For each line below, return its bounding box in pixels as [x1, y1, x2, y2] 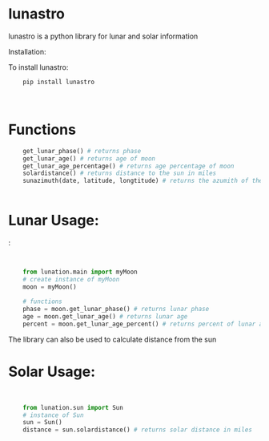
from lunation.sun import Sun [22, 403, 124, 411]
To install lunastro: [8, 62, 69, 72]
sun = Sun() [22, 419, 62, 427]
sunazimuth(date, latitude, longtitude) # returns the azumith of [22, 177, 249, 185]
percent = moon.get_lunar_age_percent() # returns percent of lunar [22, 320, 256, 328]
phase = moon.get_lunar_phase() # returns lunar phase [22, 305, 210, 314]
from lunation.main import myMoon [22, 268, 138, 276]
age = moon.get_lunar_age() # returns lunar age [22, 313, 188, 321]
